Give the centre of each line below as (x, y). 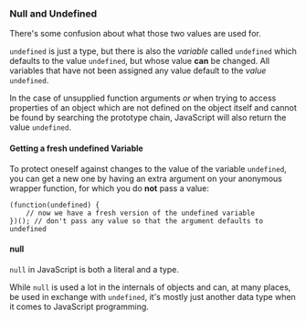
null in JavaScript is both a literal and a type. (95, 269)
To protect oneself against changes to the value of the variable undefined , (148, 168)
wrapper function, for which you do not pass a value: (110, 188)
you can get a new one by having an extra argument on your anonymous (146, 178)
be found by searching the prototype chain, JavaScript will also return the (148, 118)
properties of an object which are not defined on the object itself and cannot (153, 108)
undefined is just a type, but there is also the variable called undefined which (153, 51)
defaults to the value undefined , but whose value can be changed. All (140, 61)
